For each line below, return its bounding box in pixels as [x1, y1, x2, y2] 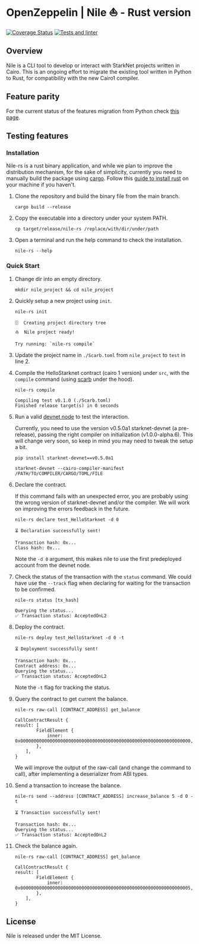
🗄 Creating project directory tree [14, 320, 106, 326]
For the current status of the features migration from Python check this [6, 108, 179, 115]
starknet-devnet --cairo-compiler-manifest [14, 465, 125, 471]
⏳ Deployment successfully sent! [14, 646, 99, 652]
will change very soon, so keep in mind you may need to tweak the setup [14, 437, 194, 444]
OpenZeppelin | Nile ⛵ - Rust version [6, 6, 191, 20]
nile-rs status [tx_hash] [14, 597, 79, 603]
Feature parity [6, 91, 60, 102]
